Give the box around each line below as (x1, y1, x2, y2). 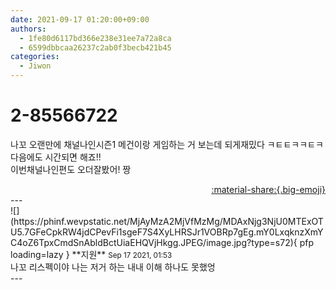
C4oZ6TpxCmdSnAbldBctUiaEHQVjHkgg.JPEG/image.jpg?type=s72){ (10, 236, 298, 248)
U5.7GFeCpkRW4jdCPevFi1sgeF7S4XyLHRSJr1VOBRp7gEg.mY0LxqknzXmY (10, 226, 324, 238)
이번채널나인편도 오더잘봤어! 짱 (10, 163, 132, 175)
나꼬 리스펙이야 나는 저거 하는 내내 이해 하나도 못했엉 (10, 261, 216, 273)
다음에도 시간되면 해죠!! (10, 151, 102, 163)
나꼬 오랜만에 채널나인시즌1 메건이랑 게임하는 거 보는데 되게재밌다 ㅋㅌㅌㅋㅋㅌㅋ (10, 138, 324, 150)
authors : (10, 24, 47, 34)
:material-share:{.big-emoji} (211, 183, 326, 195)
